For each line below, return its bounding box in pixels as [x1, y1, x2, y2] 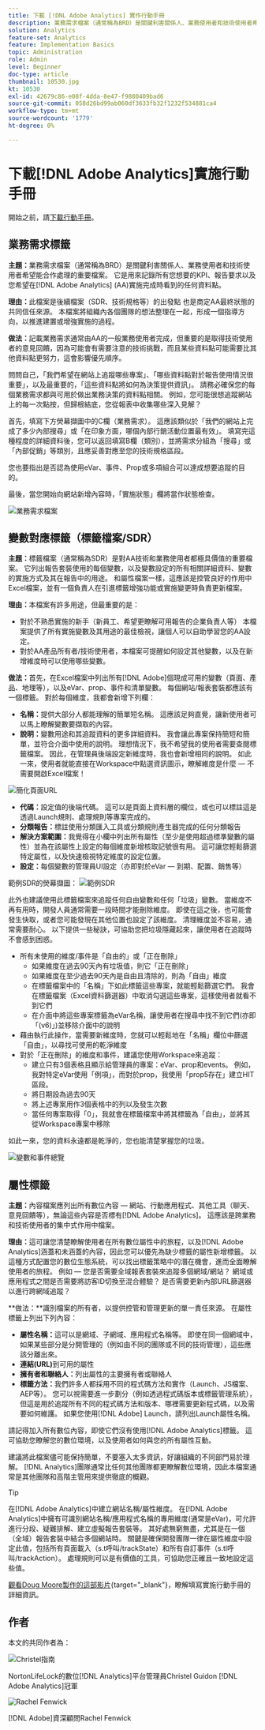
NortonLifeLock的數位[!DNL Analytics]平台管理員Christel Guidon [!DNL [8, 1671, 238, 1680]
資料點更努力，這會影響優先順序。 [14, 353, 126, 362]
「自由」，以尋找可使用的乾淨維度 [19, 1040, 128, 1050]
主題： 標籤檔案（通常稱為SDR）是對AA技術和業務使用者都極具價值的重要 [8, 554, 246, 563]
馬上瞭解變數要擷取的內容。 [26, 719, 117, 729]
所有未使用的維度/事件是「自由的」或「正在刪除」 [19, 951, 181, 961]
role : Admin [8, 56, 47, 64]
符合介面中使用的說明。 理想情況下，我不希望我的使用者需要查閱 [40, 739, 250, 749]
